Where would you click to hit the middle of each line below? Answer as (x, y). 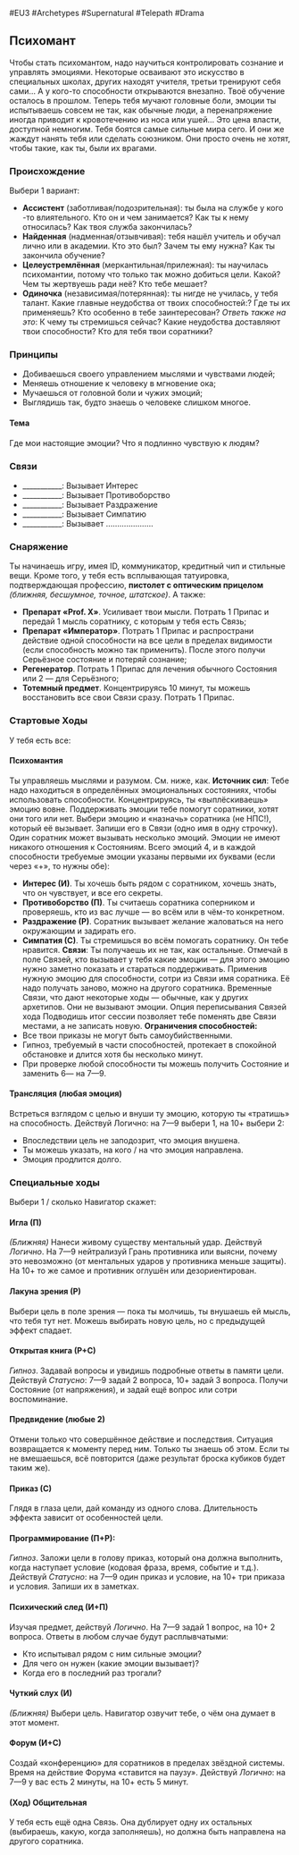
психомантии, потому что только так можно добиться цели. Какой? (151, 274)
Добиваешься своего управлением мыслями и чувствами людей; (149, 374)
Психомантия (37, 761)
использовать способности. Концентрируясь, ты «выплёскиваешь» (139, 799)
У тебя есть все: (40, 740)
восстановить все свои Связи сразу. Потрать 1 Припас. (128, 697)
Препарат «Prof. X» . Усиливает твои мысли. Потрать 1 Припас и (145, 612)
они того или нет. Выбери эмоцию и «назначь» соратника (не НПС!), (141, 818)
